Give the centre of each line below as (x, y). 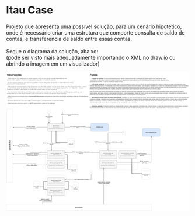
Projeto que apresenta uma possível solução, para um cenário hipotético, (94, 26)
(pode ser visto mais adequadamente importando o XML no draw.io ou (91, 57)
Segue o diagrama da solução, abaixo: (52, 51)
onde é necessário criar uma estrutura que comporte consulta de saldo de (95, 32)
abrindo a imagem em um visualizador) (53, 64)
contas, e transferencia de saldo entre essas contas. (69, 39)
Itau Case (30, 10)
